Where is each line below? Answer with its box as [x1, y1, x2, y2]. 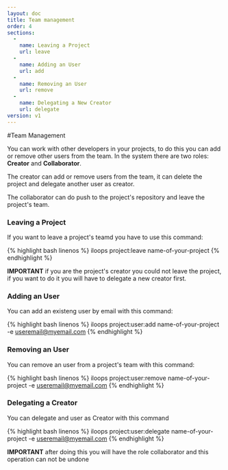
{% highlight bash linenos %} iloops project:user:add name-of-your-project [7, 320, 220, 328]
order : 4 [7, 23, 32, 30]
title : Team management [7, 16, 75, 23]
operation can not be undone [7, 455, 89, 463]
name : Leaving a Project [19, 42, 90, 49]
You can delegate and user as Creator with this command [7, 414, 169, 422]
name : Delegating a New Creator [19, 100, 112, 107]
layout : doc [7, 10, 41, 17]
